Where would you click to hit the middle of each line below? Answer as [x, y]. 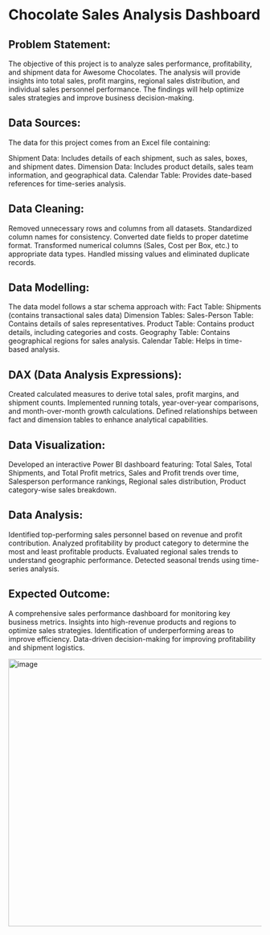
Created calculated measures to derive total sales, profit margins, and [124, 394]
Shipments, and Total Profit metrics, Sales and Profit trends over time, [124, 473]
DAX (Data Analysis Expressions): [95, 375]
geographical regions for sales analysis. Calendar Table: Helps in [116, 341]
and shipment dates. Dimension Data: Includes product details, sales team [131, 166]
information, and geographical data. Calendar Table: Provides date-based [130, 175]
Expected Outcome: [59, 594]
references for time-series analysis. [67, 183]
